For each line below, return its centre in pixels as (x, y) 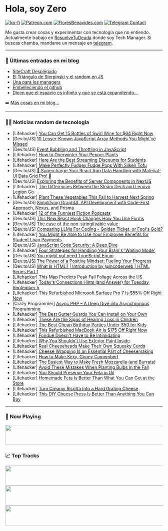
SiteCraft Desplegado (34, 72)
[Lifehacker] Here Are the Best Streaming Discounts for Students (79, 160)
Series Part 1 (25, 271)
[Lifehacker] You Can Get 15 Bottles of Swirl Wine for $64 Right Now (83, 133)
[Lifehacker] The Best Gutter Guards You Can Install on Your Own (80, 314)
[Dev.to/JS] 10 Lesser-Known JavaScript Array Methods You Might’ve (84, 139)
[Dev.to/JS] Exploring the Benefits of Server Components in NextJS (82, 181)
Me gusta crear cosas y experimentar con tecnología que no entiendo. (77, 32)
